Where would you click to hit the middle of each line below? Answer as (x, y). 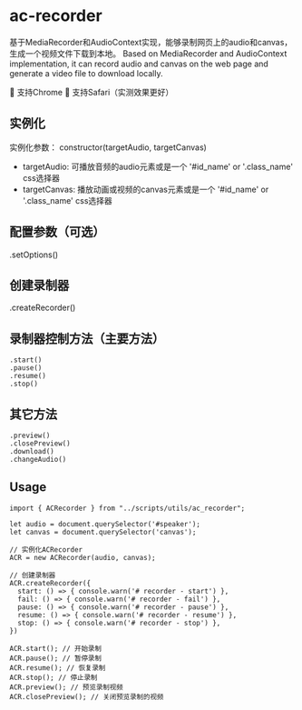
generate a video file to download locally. (86, 73)
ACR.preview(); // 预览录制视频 (67, 687)
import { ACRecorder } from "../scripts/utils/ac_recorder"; (127, 508)
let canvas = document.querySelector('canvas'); (103, 532)
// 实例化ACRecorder (46, 550)
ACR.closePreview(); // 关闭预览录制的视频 (87, 696)
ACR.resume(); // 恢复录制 (58, 668)
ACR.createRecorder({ (50, 583)
